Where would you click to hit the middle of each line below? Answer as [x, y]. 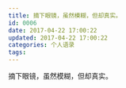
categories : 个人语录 [42, 45]
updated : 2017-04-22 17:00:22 [58, 38]
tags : [17, 52]
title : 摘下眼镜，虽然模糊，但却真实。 [65, 15]
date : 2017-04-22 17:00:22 [53, 30]
